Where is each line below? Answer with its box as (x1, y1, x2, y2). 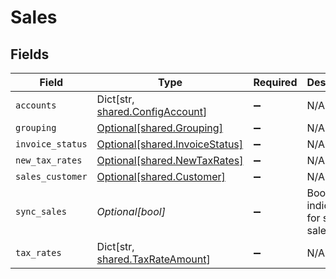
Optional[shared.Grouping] (96, 121, 223, 135)
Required (253, 76, 298, 89)
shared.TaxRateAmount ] (96, 252, 211, 266)
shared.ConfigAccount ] (96, 105, 208, 118)
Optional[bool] (96, 205, 166, 218)
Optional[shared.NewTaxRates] (96, 154, 244, 167)
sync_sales (15, 206, 67, 217)
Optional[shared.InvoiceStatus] (96, 137, 244, 151)
